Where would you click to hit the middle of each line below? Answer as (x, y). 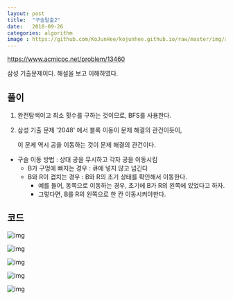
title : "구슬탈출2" (34, 20)
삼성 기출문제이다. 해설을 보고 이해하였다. (63, 73)
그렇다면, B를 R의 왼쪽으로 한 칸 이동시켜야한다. (102, 194)
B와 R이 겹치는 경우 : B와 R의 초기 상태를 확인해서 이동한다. (107, 177)
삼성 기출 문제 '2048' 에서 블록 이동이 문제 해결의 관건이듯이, (100, 130)
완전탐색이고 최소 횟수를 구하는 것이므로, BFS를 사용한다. (94, 115)
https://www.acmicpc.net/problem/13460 (66, 59)
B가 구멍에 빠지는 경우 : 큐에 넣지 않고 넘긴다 (88, 168)
